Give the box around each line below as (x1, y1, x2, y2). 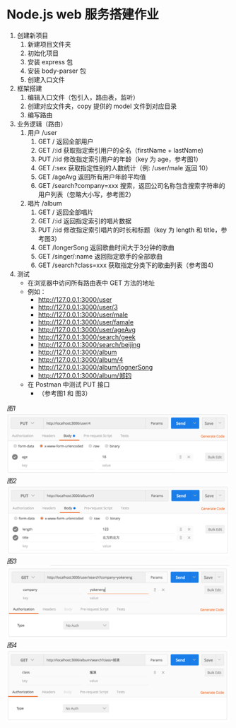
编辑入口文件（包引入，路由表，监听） (27, 93, 139, 101)
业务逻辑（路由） (16, 119, 67, 128)
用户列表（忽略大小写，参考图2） (37, 190, 135, 199)
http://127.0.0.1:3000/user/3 (37, 303, 118, 311)
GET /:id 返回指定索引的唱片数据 (37, 216, 132, 225)
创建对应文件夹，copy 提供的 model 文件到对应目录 (27, 102, 177, 110)
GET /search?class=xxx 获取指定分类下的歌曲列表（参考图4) (37, 261, 214, 269)
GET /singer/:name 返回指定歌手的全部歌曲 (37, 252, 163, 260)
